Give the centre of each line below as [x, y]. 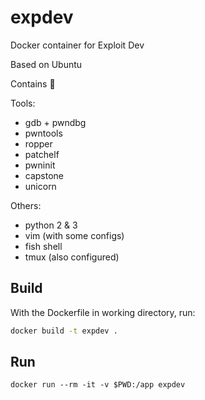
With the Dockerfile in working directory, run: [103, 312]
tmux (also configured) [72, 257]
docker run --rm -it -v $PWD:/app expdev [98, 385]
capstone [44, 175]
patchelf [42, 154]
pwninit [40, 165]
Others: [26, 205]
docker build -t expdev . [64, 331]
